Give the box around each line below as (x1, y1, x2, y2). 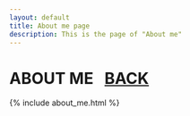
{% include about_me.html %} (9, 97, 120, 108)
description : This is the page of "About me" (9, 29, 182, 38)
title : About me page (9, 21, 91, 30)
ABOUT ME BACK (9, 68, 150, 88)
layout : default (9, 12, 70, 22)
